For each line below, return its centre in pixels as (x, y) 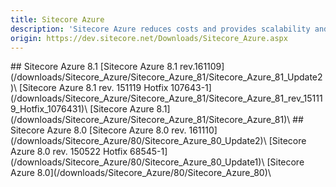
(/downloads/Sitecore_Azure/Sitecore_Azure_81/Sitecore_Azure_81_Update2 (166, 77)
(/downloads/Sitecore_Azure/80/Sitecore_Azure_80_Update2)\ (138, 141)
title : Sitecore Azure (57, 19)
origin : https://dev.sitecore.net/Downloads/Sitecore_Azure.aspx (149, 38)
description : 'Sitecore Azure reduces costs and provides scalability (160, 29)
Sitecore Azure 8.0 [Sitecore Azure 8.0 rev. (98, 130)
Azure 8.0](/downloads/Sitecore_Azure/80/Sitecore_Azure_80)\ (141, 173)
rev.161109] (202, 67)
